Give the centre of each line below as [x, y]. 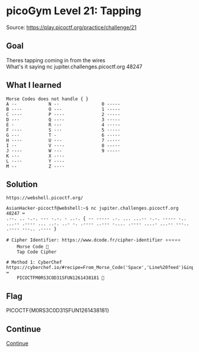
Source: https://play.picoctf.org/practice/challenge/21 [71, 27]
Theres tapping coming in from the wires [56, 60]
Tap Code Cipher [37, 252]
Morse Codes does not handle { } [47, 99]
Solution [22, 184]
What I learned [34, 85]
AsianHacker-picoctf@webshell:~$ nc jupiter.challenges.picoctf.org [92, 209]
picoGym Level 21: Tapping [74, 11]
